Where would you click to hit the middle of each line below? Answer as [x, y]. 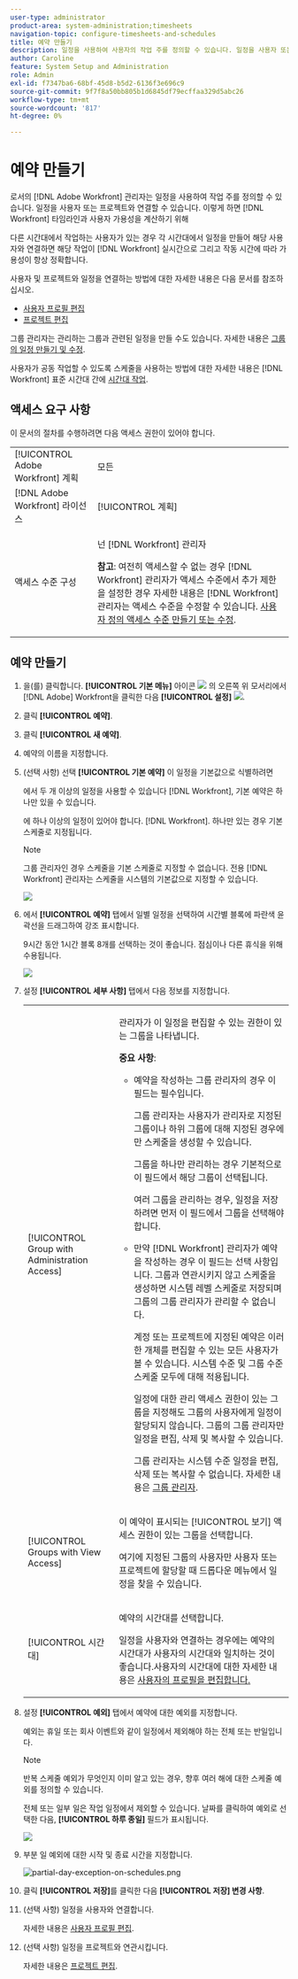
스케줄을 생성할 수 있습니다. [198, 1141]
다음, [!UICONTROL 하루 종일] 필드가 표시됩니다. [124, 1819]
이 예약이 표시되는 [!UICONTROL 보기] [195, 1521]
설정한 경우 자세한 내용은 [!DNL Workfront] [193, 592]
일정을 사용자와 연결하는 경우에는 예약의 [197, 1640]
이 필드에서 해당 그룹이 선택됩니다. [201, 1177]
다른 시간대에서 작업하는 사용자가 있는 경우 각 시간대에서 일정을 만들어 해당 [139, 238]
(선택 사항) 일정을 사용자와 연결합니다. [88, 1909]
